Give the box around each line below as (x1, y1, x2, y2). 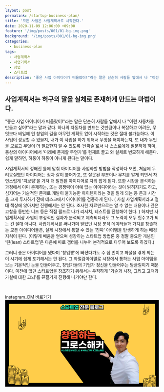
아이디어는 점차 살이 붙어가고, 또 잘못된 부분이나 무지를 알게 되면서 (26, 172, 152, 178)
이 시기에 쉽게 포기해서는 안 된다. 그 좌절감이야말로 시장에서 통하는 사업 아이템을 (5, 256, 158, 261)
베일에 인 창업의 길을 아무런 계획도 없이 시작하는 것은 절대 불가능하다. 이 (18, 131, 155, 136)
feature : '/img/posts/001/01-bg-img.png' (5, 28, 91, 34)
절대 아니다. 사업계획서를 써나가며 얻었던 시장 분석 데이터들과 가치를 (15, 221, 144, 227)
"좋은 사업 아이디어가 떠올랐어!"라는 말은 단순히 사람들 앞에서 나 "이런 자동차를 (5, 118, 155, 124)
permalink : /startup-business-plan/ (5, 13, 80, 18)
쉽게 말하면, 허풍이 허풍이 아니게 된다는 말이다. (5, 155, 94, 161)
